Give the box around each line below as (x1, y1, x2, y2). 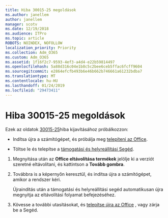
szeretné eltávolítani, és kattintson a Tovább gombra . (12, 161, 125, 168)
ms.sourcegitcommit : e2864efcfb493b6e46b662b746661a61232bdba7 (5, 69, 143, 74)
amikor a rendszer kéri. (12, 176, 61, 183)
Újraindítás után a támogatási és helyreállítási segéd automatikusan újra (12, 186, 163, 193)
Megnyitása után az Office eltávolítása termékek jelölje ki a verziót (12, 156, 154, 162)
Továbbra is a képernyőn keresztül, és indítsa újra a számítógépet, (12, 171, 152, 177)
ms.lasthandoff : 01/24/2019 (5, 83, 65, 88)
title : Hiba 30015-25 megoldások (5, 7, 76, 13)
